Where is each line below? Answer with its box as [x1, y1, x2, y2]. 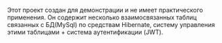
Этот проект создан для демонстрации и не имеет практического [7, 6, 203, 14]
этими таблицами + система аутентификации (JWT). [7, 28, 164, 36]
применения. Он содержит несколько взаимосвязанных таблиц [7, 13, 197, 21]
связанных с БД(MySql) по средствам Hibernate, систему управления [7, 21, 215, 28]
